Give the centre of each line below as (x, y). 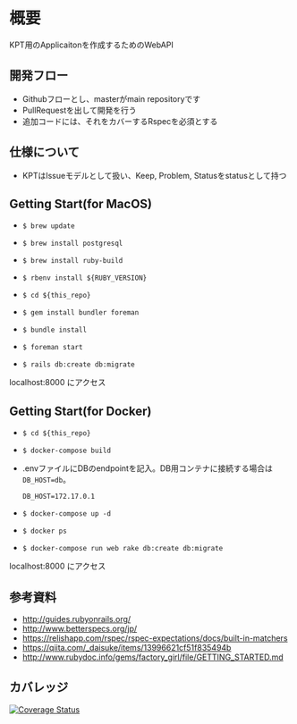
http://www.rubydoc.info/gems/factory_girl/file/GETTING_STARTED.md (153, 657)
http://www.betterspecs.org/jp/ (80, 628)
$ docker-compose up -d (67, 514)
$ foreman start (52, 348)
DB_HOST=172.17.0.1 (59, 497)
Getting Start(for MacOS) (81, 203)
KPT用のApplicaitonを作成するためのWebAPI (92, 45)
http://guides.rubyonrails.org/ (76, 619)
